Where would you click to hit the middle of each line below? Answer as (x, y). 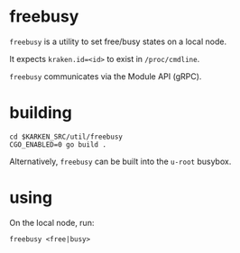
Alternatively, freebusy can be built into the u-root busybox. (120, 161)
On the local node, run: (52, 222)
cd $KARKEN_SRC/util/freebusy (66, 137)
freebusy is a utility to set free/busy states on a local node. (118, 41)
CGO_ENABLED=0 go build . (58, 145)
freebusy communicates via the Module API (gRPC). (106, 76)
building (41, 113)
